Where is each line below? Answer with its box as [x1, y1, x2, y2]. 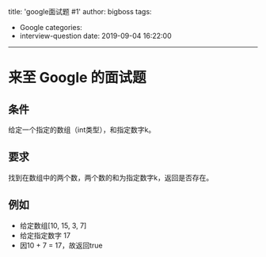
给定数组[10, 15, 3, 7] [19, 221, 87, 230]
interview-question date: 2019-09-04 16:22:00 [19, 31, 172, 40]
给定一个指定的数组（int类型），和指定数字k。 [8, 125, 156, 134]
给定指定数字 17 [19, 230, 71, 240]
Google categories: [19, 23, 83, 32]
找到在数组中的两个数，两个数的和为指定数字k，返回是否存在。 [8, 172, 214, 182]
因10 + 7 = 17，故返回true [19, 240, 103, 250]
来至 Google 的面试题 [8, 69, 146, 87]
